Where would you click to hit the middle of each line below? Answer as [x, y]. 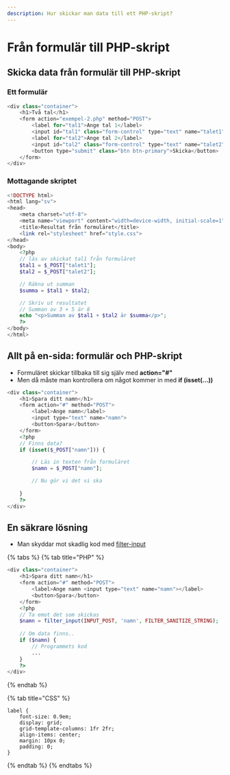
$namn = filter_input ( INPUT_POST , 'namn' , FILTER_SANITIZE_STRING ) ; [119, 621]
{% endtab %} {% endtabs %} [50, 765]
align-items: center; [50, 735]
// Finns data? [41, 443]
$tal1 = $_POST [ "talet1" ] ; [58, 266]
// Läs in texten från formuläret [81, 462]
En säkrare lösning [48, 528]
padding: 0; [36, 747]
